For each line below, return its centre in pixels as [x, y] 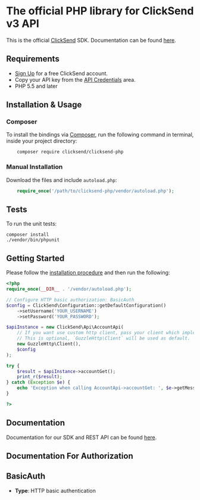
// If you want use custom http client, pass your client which [98, 333]
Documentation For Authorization [70, 456]
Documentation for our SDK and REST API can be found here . [82, 437]
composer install [28, 235]
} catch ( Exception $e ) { [38, 382]
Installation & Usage [44, 105]
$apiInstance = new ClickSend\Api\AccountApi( [65, 327]
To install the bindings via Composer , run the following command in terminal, [100, 135]
